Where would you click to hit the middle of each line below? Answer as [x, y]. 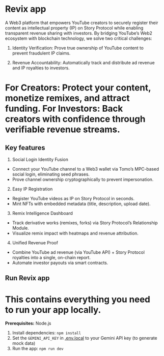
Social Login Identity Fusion [40, 159]
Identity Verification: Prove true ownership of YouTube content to [78, 48]
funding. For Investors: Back [64, 109]
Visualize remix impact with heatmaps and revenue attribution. [75, 233]
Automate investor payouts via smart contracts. [60, 263]
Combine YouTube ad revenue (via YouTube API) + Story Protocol [78, 252]
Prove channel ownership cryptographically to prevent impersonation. [83, 179]
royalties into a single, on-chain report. [51, 257]
